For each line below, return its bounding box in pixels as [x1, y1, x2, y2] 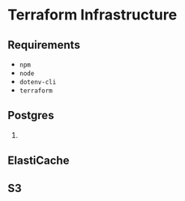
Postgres [7, 109, 54, 122]
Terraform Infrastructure [7, 6, 178, 24]
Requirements [7, 38, 80, 52]
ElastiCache [7, 154, 70, 168]
